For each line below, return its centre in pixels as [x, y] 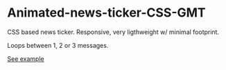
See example [26, 59]
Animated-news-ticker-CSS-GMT [106, 13]
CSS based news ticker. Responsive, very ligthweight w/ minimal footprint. [113, 32]
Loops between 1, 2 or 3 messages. [58, 45]
